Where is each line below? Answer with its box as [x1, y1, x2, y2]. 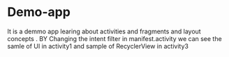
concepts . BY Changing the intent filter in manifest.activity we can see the [7, 34, 222, 42]
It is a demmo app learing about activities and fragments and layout [7, 27, 201, 35]
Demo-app [7, 4, 71, 20]
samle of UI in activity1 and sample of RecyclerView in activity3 [7, 42, 189, 50]
